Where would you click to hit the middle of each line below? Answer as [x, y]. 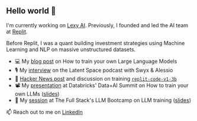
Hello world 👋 [31, 11]
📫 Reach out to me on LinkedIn [44, 112]
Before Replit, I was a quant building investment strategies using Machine [96, 43]
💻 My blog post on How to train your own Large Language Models [96, 61]
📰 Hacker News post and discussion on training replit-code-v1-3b [96, 78]
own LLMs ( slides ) [37, 94]
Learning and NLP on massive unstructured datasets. [71, 49]
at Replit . [17, 31]
